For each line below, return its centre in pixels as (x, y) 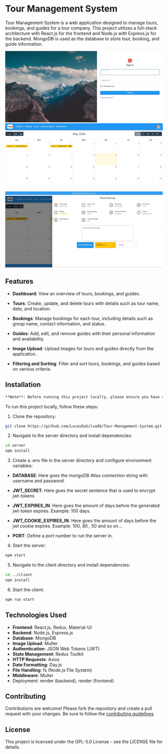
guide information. (24, 44)
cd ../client (19, 575)
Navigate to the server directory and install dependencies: (72, 436)
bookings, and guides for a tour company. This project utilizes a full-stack (81, 28)
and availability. (28, 339)
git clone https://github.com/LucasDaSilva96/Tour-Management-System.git (84, 426)
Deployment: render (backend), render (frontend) (63, 681)
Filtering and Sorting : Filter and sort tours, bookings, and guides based (86, 363)
